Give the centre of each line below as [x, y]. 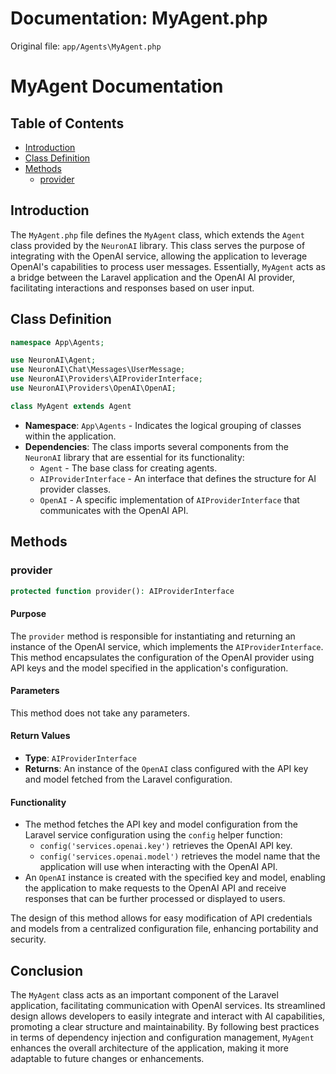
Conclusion [47, 970]
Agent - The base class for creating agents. [128, 468]
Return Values [40, 736]
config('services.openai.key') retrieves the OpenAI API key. [166, 846]
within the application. [70, 436]
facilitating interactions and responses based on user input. [132, 288]
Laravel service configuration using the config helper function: [153, 835]
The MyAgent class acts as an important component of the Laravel [144, 995]
